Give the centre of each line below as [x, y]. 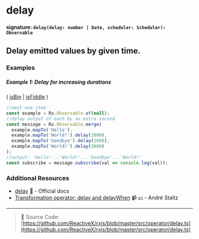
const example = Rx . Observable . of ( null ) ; [58, 113]
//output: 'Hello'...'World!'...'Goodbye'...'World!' [74, 157]
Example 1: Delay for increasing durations [59, 82]
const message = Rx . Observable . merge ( [54, 124]
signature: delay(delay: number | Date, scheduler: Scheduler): [86, 27]
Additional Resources [38, 178]
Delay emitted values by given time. [73, 51]
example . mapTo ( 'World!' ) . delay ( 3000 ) [58, 146]
